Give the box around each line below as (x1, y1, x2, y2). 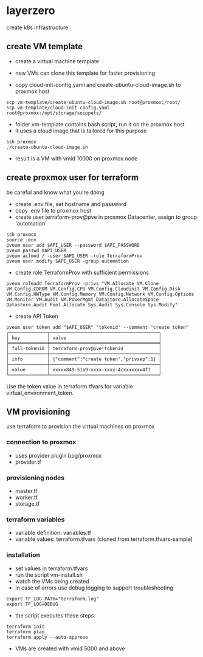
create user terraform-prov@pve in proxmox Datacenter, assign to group (15, 213, 198, 221)
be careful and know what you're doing (6, 188, 105, 196)
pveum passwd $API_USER (6, 247, 67, 253)
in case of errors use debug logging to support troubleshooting (15, 584, 173, 591)
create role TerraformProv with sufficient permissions (15, 269, 149, 276)
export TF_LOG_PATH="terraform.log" (6, 596, 99, 602)
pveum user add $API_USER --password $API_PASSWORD (6, 242, 140, 248)
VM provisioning (6, 407, 71, 417)
